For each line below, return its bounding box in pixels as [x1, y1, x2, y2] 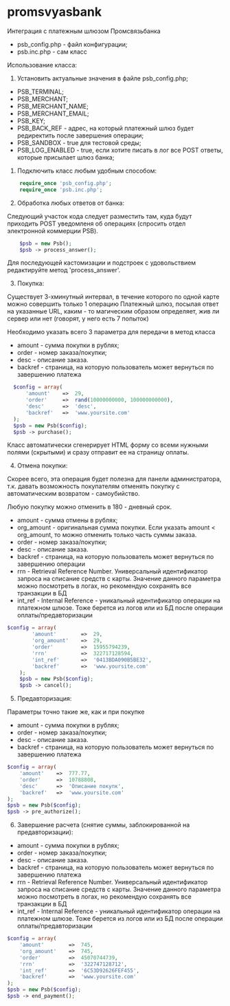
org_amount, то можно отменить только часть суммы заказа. [16, 531, 197, 539]
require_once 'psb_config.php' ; [19, 179, 112, 186]
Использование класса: [7, 61, 78, 69]
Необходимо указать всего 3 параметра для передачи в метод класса [7, 328, 216, 336]
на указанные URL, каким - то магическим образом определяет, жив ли [7, 307, 220, 316]
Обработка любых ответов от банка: [16, 199, 125, 207]
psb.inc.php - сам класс [16, 47, 88, 56]
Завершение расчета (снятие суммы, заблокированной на [16, 821, 190, 829]
